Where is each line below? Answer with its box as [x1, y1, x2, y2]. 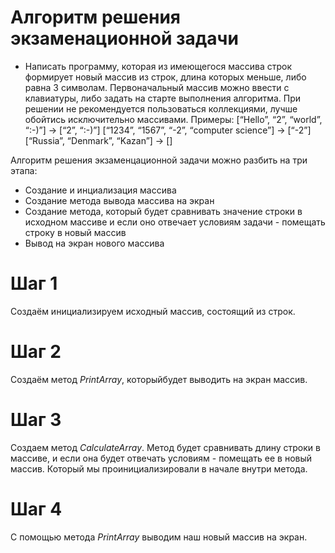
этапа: [10, 164, 38, 176]
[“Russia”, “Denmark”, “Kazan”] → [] [24, 134, 173, 146]
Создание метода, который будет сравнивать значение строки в [24, 205, 303, 217]
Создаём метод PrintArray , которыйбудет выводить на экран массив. [10, 373, 308, 385]
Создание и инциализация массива [24, 184, 177, 196]
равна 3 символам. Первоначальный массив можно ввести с [24, 81, 290, 93]
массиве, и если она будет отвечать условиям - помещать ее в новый [10, 452, 313, 464]
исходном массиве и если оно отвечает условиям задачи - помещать [24, 216, 326, 228]
